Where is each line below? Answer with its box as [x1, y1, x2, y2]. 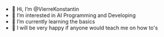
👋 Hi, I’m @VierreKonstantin [11, 6, 80, 12]
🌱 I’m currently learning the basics [11, 18, 96, 25]
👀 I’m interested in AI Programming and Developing [11, 12, 136, 19]
